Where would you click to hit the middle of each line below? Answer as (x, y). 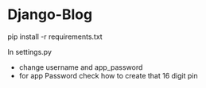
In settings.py (30, 52)
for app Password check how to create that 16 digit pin (108, 75)
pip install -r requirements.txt (55, 36)
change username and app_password (81, 67)
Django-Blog (50, 15)
